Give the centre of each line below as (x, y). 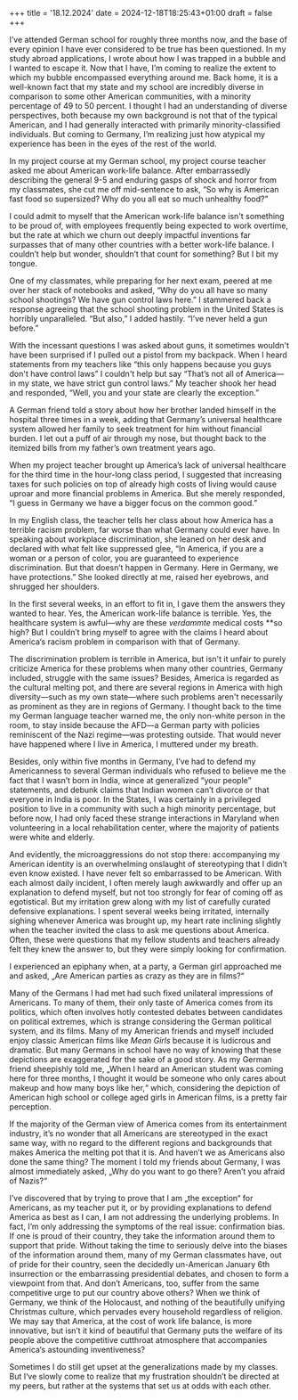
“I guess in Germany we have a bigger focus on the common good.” (133, 503)
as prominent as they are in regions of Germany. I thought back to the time (145, 706)
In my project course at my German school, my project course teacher (138, 161)
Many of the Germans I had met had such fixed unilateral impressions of (141, 993)
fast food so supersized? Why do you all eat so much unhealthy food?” (139, 199)
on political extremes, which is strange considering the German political (141, 1021)
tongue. (24, 263)
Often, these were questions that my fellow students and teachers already (145, 940)
